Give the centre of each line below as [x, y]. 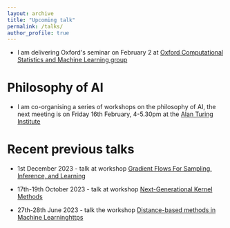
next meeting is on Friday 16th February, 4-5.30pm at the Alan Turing [115, 114]
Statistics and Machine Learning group [72, 60]
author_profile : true [38, 33]
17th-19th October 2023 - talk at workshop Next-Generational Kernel [115, 189]
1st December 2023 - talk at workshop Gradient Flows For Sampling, [114, 169]
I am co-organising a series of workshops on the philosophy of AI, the [116, 107]
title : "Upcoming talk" [41, 20]
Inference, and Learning [51, 176]
